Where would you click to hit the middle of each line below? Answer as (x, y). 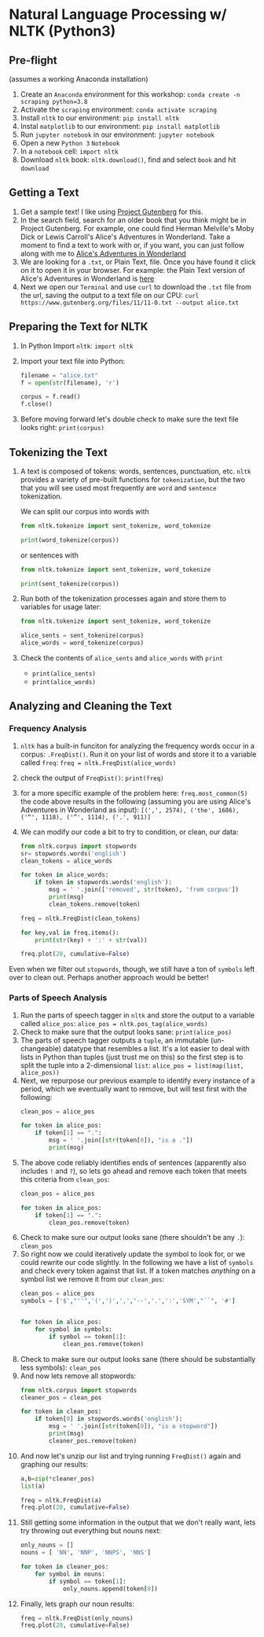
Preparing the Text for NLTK (79, 327)
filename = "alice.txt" (59, 375)
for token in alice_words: (64, 875)
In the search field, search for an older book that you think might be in (133, 220)
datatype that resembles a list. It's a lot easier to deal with (156, 1048)
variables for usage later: (60, 607)
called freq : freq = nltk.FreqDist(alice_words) (98, 762)
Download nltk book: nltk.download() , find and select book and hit (128, 160)
